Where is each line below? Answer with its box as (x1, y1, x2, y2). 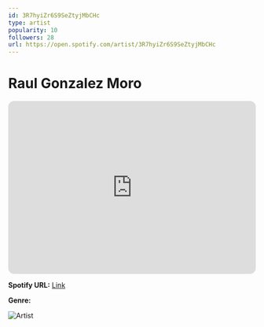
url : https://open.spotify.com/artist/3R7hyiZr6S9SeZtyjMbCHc (8, 41, 216, 49)
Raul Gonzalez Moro (8, 75, 142, 93)
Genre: (8, 296, 31, 305)
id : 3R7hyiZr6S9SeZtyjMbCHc (8, 11, 101, 20)
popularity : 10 (8, 26, 58, 34)
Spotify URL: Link (8, 281, 66, 290)
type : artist (8, 19, 51, 27)
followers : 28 (8, 33, 55, 42)
